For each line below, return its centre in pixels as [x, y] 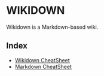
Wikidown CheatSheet [42, 60]
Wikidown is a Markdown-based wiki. [52, 27]
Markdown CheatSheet [43, 66]
